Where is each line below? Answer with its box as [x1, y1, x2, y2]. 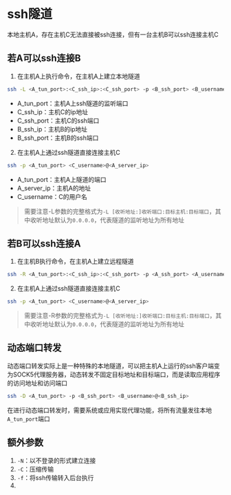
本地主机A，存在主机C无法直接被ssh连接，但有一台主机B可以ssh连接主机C [7, 30, 219, 39]
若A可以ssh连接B [7, 52, 81, 64]
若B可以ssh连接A [7, 238, 81, 249]
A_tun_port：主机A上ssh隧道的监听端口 [16, 99, 129, 107]
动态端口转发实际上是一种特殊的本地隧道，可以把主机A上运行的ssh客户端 [7, 361, 214, 370]
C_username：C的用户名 [16, 192, 87, 200]
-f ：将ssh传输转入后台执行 [16, 473, 94, 482]
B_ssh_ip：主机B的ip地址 [16, 125, 88, 133]
